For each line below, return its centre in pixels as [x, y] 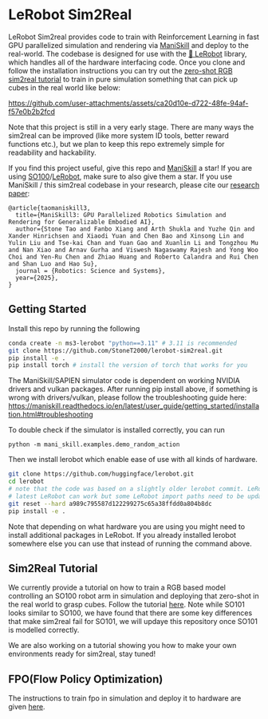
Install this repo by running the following [74, 328]
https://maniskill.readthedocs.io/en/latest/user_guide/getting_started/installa [134, 406]
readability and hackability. [53, 152]
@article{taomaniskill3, [49, 208]
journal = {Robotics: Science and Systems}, [91, 271]
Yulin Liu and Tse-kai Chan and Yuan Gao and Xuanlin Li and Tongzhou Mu [134, 243]
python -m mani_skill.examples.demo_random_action [94, 444]
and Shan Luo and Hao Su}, [53, 264]
